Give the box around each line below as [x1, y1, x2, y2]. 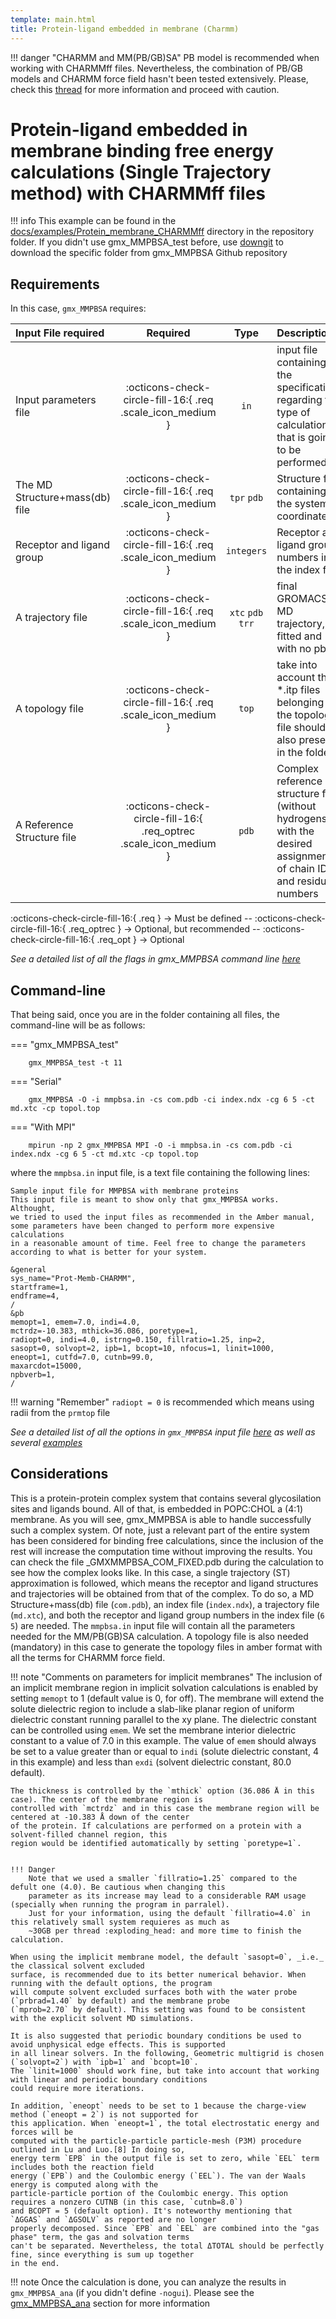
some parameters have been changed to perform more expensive [10, 1221, 275, 1231]
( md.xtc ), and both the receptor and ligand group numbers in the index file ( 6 [10, 1609, 325, 1621]
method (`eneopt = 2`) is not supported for [10, 2109, 199, 2120]
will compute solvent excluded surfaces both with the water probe [10, 1987, 298, 1997]
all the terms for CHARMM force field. [10, 1651, 166, 1663]
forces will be [10, 2127, 74, 2137]
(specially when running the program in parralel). [10, 1899, 230, 1910]
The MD [15, 478, 53, 492]
